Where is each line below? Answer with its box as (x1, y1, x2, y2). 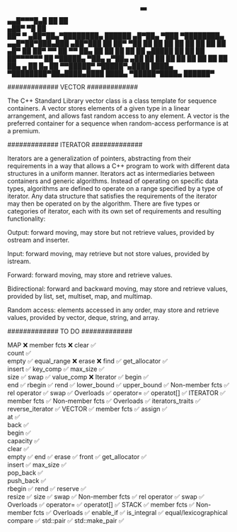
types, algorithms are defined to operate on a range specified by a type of (7, 184, 224, 192)
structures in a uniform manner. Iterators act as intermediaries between (7, 170, 215, 177)
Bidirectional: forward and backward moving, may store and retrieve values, (7, 284, 229, 293)
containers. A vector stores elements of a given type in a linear (7, 104, 190, 112)
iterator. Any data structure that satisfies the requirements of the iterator (7, 192, 217, 200)
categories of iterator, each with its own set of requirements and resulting (7, 207, 221, 215)
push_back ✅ (7, 477, 47, 484)
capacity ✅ (7, 437, 40, 445)
